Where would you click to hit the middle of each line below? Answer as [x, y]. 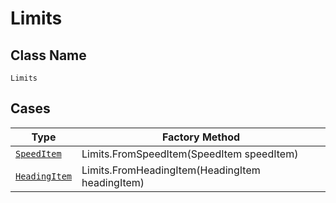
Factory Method [201, 137]
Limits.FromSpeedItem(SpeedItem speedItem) [190, 154]
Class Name [48, 55]
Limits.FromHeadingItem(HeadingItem [171, 170]
